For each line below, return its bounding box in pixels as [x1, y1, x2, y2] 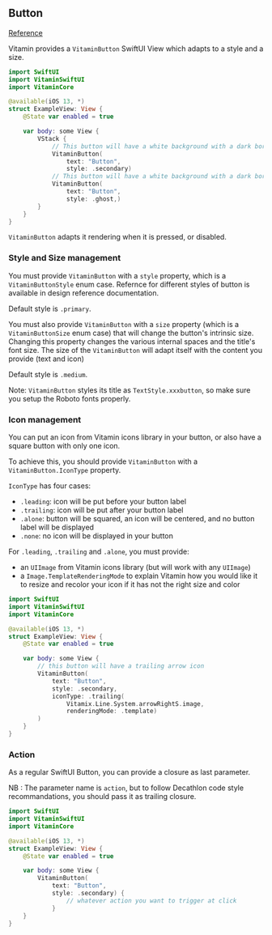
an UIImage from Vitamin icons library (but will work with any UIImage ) [19, 563, 251, 572]
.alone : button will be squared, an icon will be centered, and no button [19, 514, 255, 524]
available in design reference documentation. [8, 287, 159, 298]
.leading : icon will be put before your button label [19, 497, 187, 507]
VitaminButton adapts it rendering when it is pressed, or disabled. [8, 232, 227, 242]
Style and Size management [8, 253, 121, 264]
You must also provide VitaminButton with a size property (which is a [8, 319, 240, 329]
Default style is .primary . [8, 304, 91, 313]
